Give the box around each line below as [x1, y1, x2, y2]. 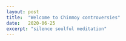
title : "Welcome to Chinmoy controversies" [6, 14, 121, 20]
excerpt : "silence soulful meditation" [6, 25, 107, 32]
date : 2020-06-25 [6, 20, 56, 26]
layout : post [6, 8, 39, 15]
